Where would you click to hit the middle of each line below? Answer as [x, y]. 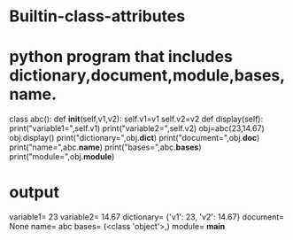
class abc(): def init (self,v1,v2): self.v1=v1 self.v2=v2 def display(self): [136, 119]
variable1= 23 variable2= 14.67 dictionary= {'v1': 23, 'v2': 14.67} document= [147, 217]
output [35, 193]
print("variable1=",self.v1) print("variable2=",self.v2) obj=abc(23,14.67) [137, 128]
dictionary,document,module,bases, [147, 76]
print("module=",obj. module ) [62, 157]
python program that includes [121, 57]
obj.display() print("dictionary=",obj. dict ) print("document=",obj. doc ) [135, 138]
